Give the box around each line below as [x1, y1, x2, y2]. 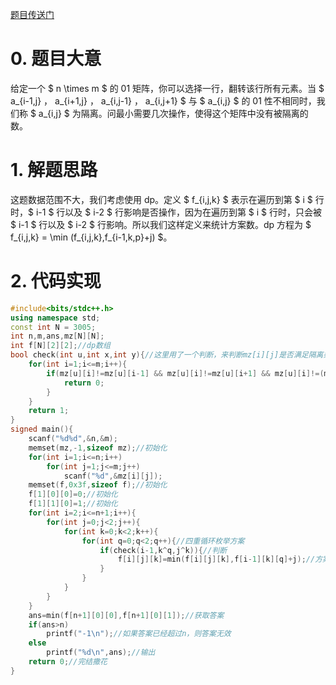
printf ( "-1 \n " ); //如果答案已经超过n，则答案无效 [46, 629, 232, 639]
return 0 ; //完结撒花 [28, 657, 108, 667]
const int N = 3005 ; [10, 322, 97, 332]
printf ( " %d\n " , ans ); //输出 [46, 648, 156, 658]
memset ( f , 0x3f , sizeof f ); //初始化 [28, 480, 168, 490]
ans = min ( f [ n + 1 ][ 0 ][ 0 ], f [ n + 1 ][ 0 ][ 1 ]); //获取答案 [28, 610, 225, 620]
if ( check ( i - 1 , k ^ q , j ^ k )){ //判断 [99, 545, 228, 555]
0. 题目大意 [10, 48, 102, 70]
